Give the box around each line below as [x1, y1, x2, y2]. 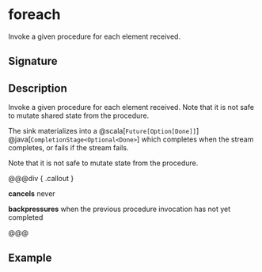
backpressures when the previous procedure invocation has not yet [8, 204, 231, 214]
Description [8, 81, 67, 95]
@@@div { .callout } [8, 174, 74, 183]
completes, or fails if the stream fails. [8, 143, 129, 153]
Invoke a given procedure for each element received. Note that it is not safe [8, 103, 255, 112]
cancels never [8, 189, 55, 198]
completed [8, 213, 44, 222]
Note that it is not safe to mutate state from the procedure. [8, 158, 199, 168]
